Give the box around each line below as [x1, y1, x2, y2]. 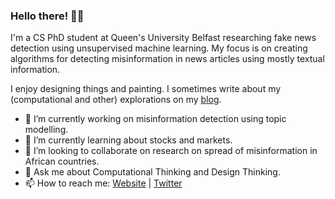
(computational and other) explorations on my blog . [10, 94, 222, 106]
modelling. [24, 124, 69, 136]
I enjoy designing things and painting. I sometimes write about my [10, 83, 282, 95]
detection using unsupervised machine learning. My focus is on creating [10, 42, 308, 54]
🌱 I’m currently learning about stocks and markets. [24, 134, 233, 146]
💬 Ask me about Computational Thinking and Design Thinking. [24, 166, 281, 178]
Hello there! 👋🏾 [10, 9, 85, 23]
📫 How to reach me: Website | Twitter [24, 177, 183, 189]
